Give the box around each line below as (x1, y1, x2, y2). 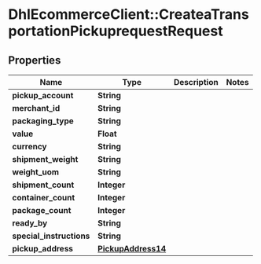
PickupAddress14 (97, 244, 167, 254)
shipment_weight (12, 154, 79, 164)
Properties (8, 53, 61, 67)
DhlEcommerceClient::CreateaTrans (8, 5, 249, 24)
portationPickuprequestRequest (8, 22, 223, 40)
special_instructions (12, 230, 90, 241)
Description (173, 77, 219, 87)
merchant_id (12, 103, 61, 113)
